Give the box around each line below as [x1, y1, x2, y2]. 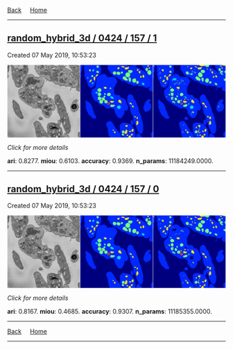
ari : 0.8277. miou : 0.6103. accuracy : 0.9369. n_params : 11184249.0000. [7, 156, 214, 165]
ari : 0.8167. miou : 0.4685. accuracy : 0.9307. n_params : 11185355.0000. [7, 307, 213, 316]
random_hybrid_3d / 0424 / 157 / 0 [7, 183, 159, 195]
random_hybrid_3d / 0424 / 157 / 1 [7, 33, 157, 44]
